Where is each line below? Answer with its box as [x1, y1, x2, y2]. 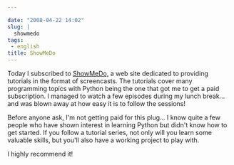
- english [10, 43, 40, 50]
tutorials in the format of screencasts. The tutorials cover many [7, 77, 193, 85]
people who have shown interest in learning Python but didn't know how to [7, 121, 228, 129]
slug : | [7, 23, 31, 31]
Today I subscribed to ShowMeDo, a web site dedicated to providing [7, 69, 209, 78]
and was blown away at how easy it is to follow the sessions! [7, 100, 186, 107]
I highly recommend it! [7, 150, 73, 158]
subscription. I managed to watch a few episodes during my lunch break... [7, 92, 225, 100]
